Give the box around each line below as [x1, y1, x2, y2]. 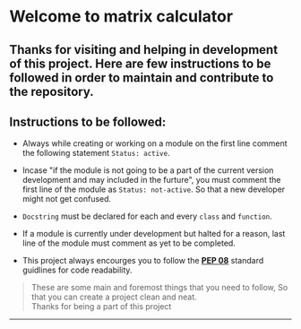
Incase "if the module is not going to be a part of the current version [21, 165, 274, 176]
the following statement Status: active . [21, 148, 170, 159]
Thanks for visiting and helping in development [9, 42, 279, 57]
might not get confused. [21, 194, 112, 204]
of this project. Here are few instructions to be [9, 56, 271, 71]
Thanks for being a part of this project [30, 301, 172, 312]
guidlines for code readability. [21, 264, 133, 275]
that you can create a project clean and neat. [30, 291, 197, 302]
